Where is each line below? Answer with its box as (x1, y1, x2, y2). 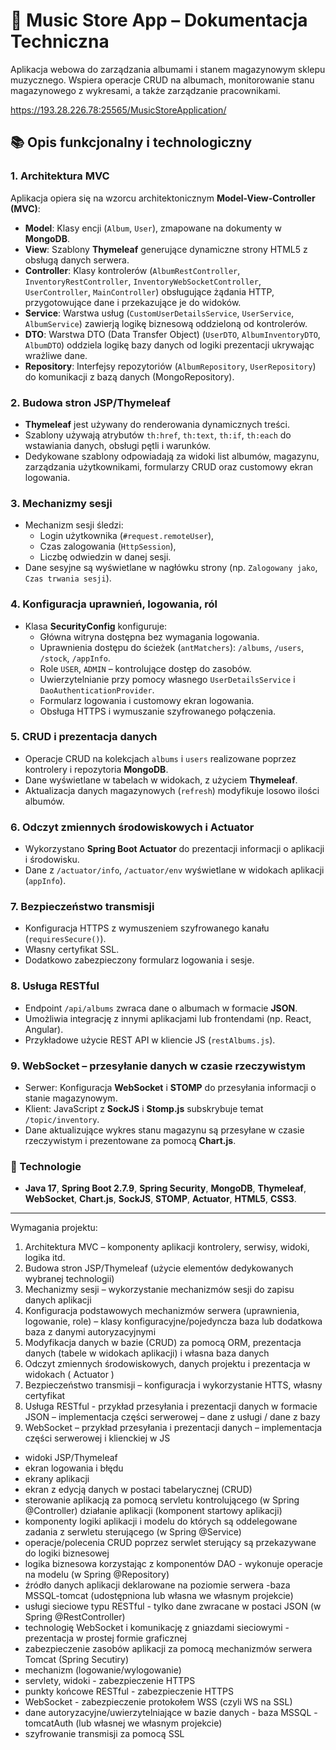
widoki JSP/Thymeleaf (24, 1452, 118, 1464)
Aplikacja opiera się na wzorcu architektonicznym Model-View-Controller (10, 192, 316, 204)
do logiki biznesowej (24, 1547, 110, 1559)
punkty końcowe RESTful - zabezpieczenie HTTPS (24, 1685, 234, 1698)
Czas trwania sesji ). (24, 572, 112, 584)
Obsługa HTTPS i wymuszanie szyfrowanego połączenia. (39, 705, 277, 717)
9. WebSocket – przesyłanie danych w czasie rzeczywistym (10, 1059, 307, 1073)
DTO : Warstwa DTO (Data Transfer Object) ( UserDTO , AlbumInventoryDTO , (24, 328, 321, 340)
